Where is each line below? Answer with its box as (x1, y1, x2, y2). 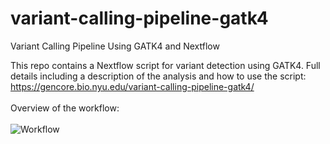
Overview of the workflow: (10, 102, 120, 114)
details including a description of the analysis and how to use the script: (10, 70, 307, 82)
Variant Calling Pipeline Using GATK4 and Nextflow (10, 40, 220, 52)
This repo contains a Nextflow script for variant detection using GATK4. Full (10, 59, 321, 71)
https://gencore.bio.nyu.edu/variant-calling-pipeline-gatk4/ (10, 80, 255, 92)
